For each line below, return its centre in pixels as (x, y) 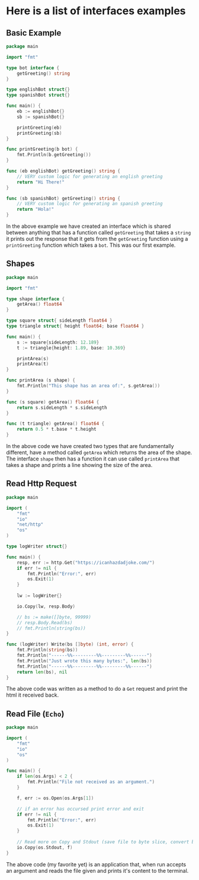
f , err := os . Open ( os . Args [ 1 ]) (55, 798)
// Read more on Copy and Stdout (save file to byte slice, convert (103, 842)
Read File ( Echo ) (35, 714)
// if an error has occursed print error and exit (81, 809)
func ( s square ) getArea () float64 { (53, 402)
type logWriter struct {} (37, 547)
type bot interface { (33, 68)
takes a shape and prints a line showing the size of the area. (79, 465)
